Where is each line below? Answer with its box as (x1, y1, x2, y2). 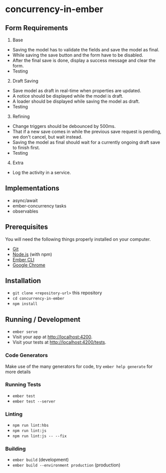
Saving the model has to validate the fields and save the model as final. (12, 47, 159, 52)
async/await (12, 197, 38, 204)
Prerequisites (5, 223, 48, 231)
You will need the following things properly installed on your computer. (5, 236, 151, 242)
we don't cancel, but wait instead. (12, 134, 83, 140)
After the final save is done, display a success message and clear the (12, 57, 156, 63)
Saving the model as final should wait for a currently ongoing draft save (12, 140, 160, 145)
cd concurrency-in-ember (12, 296, 65, 301)
